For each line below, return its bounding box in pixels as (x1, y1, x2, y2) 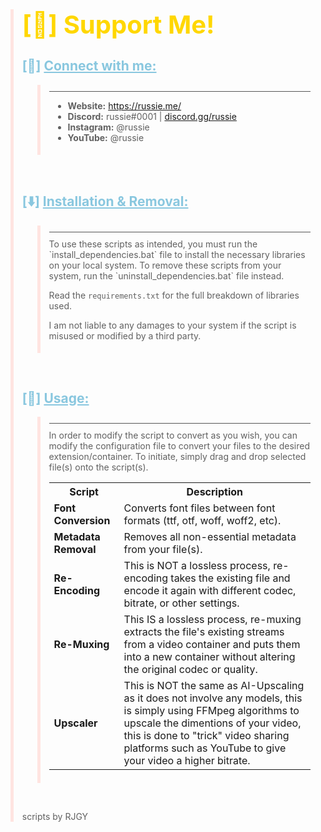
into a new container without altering (123, 650, 296, 664)
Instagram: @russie (67, 121, 150, 133)
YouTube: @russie (67, 131, 145, 143)
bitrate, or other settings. (123, 596, 240, 610)
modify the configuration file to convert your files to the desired (48, 440, 310, 452)
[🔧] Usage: (21, 390, 90, 407)
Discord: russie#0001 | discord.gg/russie (67, 110, 237, 122)
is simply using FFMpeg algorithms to (123, 704, 300, 718)
